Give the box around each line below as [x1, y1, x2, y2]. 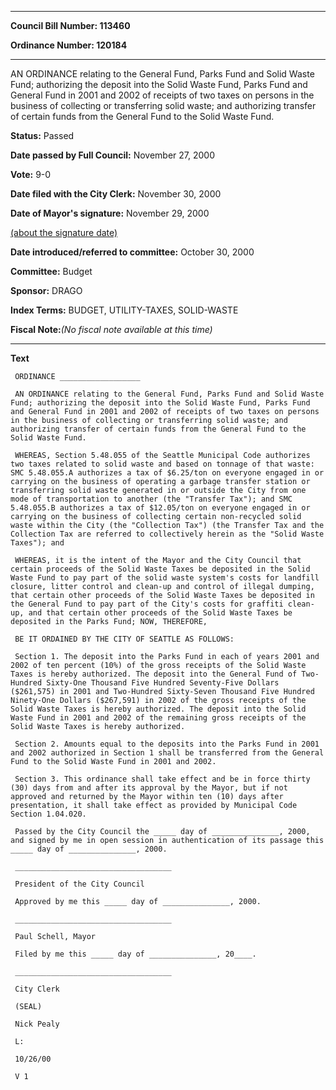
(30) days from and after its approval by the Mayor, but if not [10, 783, 288, 793]
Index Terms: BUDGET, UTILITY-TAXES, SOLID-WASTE [10, 304, 239, 316]
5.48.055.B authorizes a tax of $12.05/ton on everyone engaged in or [10, 503, 311, 513]
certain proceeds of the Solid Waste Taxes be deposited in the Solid [10, 564, 311, 574]
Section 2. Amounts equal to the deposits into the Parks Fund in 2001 [14, 739, 320, 749]
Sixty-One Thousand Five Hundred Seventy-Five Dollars [46, 678, 280, 688]
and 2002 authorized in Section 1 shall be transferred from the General [10, 748, 325, 758]
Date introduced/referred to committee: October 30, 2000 [10, 246, 255, 258]
